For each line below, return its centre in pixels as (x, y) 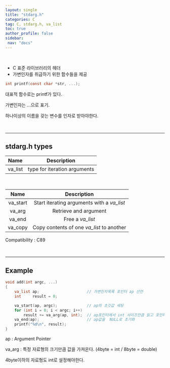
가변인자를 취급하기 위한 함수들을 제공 (50, 74)
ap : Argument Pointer (28, 339)
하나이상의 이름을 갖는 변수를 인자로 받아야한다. (52, 116)
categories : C (20, 19)
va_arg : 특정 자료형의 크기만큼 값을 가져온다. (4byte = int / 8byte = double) (81, 349)
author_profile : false (29, 33)
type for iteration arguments (61, 169)
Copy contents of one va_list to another (79, 228)
